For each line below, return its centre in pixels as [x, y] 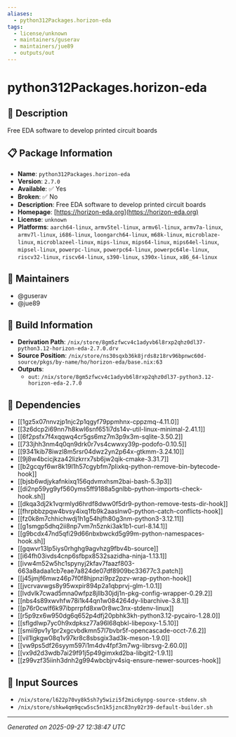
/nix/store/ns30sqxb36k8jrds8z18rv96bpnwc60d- [137, 356]
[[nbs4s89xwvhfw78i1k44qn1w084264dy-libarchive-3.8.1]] [103, 601]
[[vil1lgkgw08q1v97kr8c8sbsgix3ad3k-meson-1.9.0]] [93, 638]
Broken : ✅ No [38, 197]
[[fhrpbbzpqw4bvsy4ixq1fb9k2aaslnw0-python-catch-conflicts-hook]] [120, 511]
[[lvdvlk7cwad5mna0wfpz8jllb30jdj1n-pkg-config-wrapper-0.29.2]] [115, 593]
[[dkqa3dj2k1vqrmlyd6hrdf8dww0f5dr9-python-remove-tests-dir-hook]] [123, 504]
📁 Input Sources [43, 683]
